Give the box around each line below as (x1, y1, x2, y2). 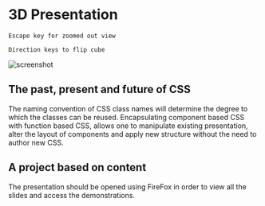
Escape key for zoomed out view (8, 32, 116, 40)
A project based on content (8, 161, 147, 174)
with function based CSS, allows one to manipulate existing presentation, (8, 121, 249, 130)
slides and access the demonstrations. (8, 190, 136, 200)
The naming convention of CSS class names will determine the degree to (8, 103, 248, 113)
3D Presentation (8, 6, 118, 24)
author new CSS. (8, 138, 64, 147)
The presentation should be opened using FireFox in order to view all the (8, 181, 247, 192)
